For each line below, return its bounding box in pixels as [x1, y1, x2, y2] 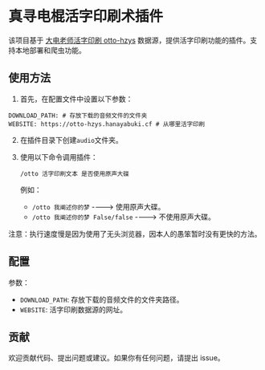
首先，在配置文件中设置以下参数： [19, 94, 133, 104]
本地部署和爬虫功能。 [14, 45, 86, 55]
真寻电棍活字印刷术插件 [8, 7, 164, 26]
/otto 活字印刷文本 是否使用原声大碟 [19, 169, 130, 177]
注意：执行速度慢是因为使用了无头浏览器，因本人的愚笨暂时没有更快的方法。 [8, 229, 262, 238]
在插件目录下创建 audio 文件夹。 [19, 135, 123, 144]
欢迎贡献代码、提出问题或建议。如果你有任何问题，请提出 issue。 [8, 353, 225, 363]
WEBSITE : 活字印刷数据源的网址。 [19, 304, 127, 314]
